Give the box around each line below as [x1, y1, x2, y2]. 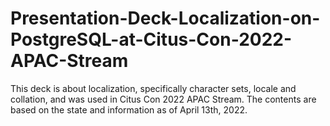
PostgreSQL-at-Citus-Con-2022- [10, 28, 293, 51]
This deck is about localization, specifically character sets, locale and [10, 82, 297, 94]
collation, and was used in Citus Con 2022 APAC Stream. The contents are [10, 93, 317, 105]
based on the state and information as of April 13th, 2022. [10, 103, 248, 116]
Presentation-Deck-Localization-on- [10, 7, 321, 30]
